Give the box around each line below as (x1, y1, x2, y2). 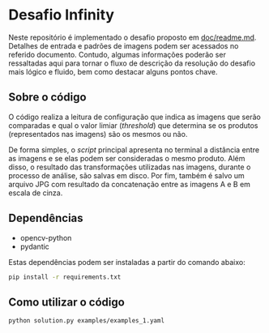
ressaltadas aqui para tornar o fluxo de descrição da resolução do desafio (8, 58, 256, 68)
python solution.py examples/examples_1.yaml (8, 317, 164, 325)
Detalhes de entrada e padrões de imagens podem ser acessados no (8, 41, 239, 50)
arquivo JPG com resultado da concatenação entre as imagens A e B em (8, 179, 251, 189)
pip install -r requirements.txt (8, 273, 122, 281)
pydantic (19, 241, 50, 251)
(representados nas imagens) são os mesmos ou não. (8, 129, 188, 139)
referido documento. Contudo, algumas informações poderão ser (8, 49, 227, 59)
